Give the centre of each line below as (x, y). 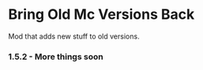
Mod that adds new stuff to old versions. (74, 36)
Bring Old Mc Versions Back (101, 15)
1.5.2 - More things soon (56, 57)
